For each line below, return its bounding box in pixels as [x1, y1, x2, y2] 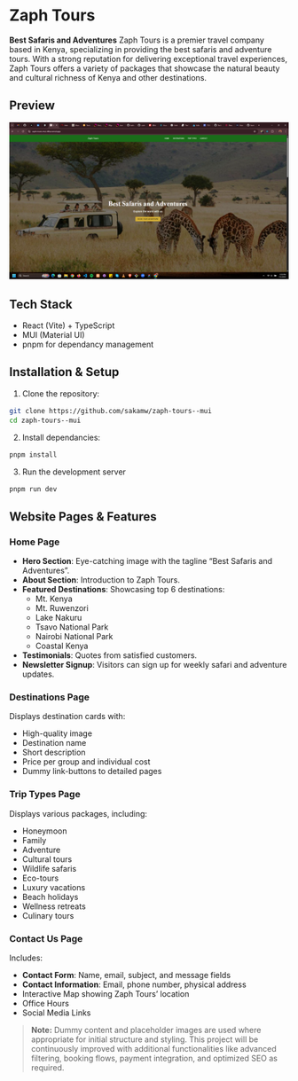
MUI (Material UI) [21, 330, 86, 341]
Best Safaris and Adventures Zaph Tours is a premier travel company [9, 35, 264, 45]
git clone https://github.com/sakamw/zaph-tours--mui [9, 406, 213, 415]
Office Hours [21, 998, 69, 1008]
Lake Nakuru [35, 613, 82, 623]
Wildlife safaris [21, 863, 77, 873]
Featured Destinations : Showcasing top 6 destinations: [21, 584, 225, 595]
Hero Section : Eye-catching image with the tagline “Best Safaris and [21, 556, 273, 567]
